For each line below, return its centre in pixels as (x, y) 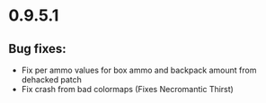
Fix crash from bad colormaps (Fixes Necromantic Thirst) (128, 89)
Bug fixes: (37, 49)
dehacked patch (51, 80)
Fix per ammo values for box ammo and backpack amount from (139, 70)
